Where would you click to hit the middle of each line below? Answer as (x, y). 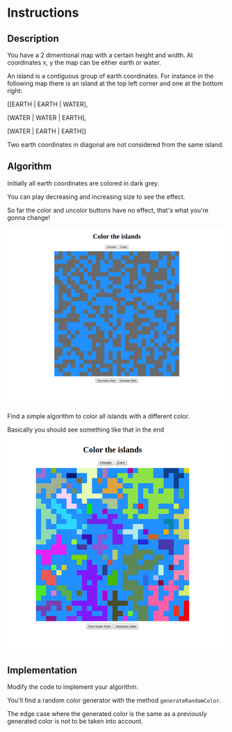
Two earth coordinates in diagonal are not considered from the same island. (116, 145)
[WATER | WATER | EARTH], (47, 117)
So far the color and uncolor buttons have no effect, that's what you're (108, 210)
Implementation (42, 670)
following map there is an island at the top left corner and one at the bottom (115, 83)
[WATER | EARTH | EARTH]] (47, 131)
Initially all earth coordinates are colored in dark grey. (83, 183)
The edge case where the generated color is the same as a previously (107, 713)
